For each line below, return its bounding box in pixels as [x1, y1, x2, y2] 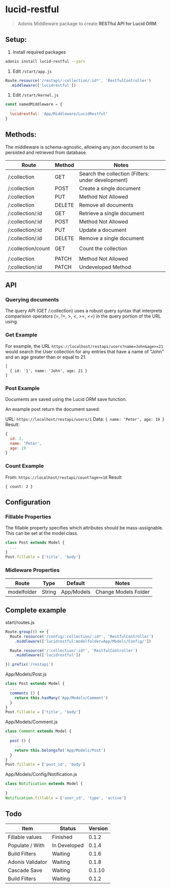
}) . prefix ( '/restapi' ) [5, 662, 53, 667]
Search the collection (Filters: [79, 170, 149, 177]
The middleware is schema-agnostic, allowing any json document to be [5, 144, 155, 150]
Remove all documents [79, 201, 134, 208]
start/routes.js [5, 619, 35, 625]
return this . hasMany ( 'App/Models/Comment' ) [14, 695, 108, 700]
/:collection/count [8, 245, 50, 252]
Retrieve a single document [79, 210, 145, 217]
